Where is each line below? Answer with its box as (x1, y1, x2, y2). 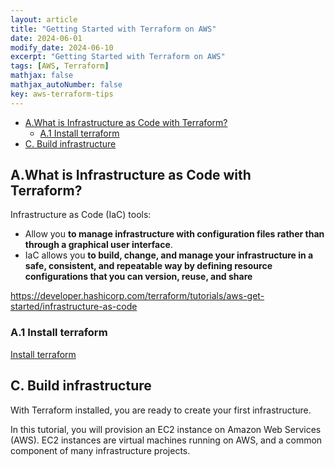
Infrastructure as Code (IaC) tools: (10, 209, 152, 221)
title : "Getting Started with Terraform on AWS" (10, 24, 217, 34)
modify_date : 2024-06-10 (10, 42, 114, 53)
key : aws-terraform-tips (10, 89, 114, 99)
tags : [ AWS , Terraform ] (10, 61, 110, 71)
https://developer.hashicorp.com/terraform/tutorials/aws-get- (10, 290, 265, 302)
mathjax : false (10, 71, 74, 81)
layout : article (10, 14, 78, 25)
